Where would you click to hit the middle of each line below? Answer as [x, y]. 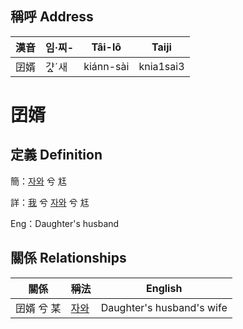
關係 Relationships [68, 258]
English [164, 288]
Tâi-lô [106, 47]
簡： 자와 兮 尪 [38, 181]
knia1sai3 [161, 66]
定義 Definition [56, 155]
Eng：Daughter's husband [65, 223]
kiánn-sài [106, 66]
